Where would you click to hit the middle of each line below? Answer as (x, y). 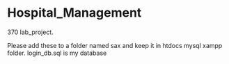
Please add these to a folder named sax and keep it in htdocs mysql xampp (115, 45)
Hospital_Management (74, 13)
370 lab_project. (30, 32)
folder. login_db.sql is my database (57, 53)
